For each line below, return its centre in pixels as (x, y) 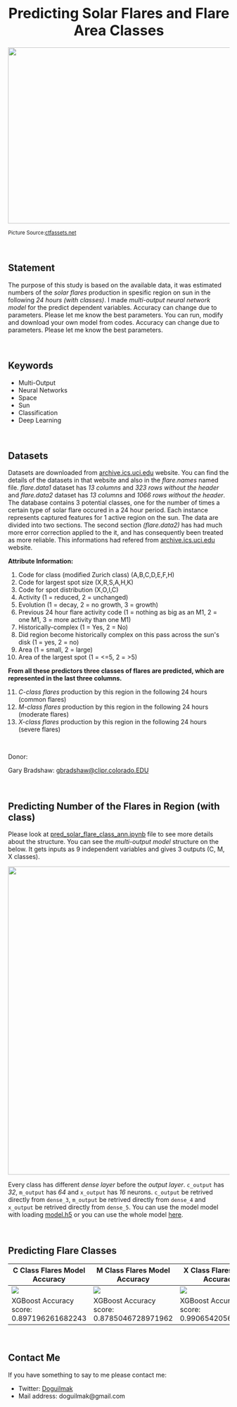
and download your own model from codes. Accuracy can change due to (114, 322)
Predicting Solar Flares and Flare (119, 13)
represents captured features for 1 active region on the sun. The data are (113, 518)
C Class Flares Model (49, 1270)
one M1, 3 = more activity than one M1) (75, 620)
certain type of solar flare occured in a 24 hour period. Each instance (108, 510)
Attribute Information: (41, 562)
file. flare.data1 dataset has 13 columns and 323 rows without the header (114, 488)
